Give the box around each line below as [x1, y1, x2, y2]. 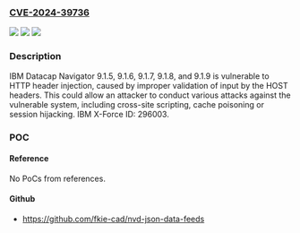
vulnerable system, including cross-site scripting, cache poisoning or [9, 99, 264, 109]
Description [9, 50, 62, 63]
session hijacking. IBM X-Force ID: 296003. [9, 108, 170, 119]
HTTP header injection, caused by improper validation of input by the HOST [9, 80, 288, 91]
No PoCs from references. [9, 173, 106, 184]
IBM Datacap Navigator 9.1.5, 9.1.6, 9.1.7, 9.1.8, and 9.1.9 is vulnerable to [9, 70, 270, 82]
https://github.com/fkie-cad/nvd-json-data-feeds [21, 213, 205, 224]
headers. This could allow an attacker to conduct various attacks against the [9, 90, 291, 100]
